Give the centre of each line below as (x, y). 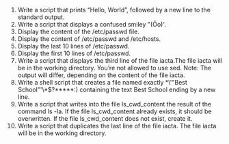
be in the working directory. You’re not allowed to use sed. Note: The (114, 68)
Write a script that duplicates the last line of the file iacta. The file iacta (117, 126)
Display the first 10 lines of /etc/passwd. (74, 53)
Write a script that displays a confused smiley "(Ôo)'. (92, 24)
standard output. (41, 17)
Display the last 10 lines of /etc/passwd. (73, 46)
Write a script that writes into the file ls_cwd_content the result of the (114, 104)
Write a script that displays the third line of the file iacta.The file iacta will (120, 60)
